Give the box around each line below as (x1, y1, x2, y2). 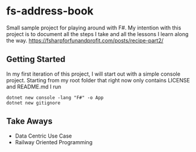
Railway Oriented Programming (14, 138, 93, 145)
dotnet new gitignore (6, 100, 61, 106)
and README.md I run (6, 83, 62, 90)
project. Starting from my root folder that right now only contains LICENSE (6, 76, 190, 84)
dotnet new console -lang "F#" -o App (6, 94, 104, 100)
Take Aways (6, 116, 53, 127)
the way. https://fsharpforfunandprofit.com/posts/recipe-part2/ (6, 37, 164, 44)
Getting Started (6, 54, 66, 64)
